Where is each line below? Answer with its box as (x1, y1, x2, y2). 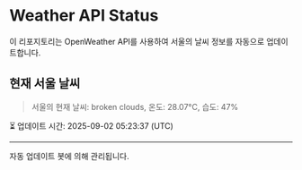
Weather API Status (9, 5, 159, 26)
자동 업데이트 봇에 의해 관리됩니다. (9, 150, 129, 161)
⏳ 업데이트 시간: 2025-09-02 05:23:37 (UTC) (9, 120, 173, 131)
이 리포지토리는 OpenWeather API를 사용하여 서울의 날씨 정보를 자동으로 (9, 36, 265, 47)
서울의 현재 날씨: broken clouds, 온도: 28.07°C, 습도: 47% (31, 101, 239, 112)
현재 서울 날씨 (9, 76, 81, 91)
